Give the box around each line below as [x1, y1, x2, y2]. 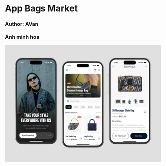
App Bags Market [5, 3, 78, 14]
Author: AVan [5, 21, 39, 28]
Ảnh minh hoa [5, 34, 40, 41]
